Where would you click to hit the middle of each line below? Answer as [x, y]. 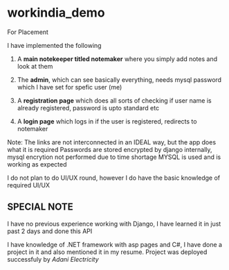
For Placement [28, 32]
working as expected [37, 164]
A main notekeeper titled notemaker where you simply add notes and [117, 59]
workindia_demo [56, 13]
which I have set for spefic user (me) [70, 87]
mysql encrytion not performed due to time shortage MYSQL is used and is [114, 157]
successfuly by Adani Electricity [53, 259]
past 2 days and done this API [50, 231]
